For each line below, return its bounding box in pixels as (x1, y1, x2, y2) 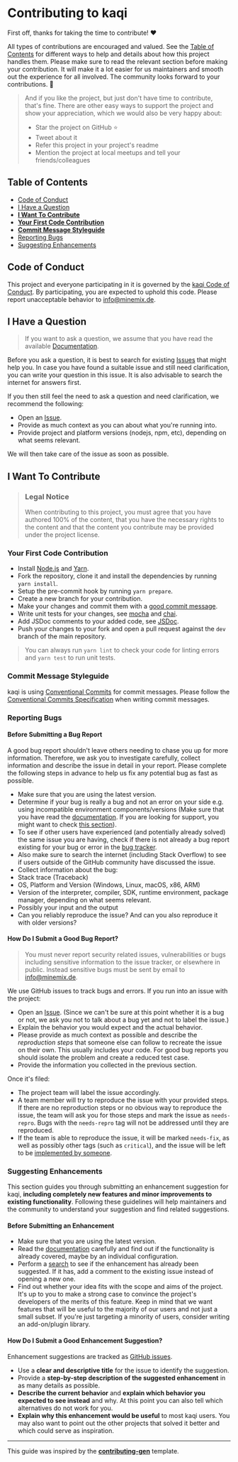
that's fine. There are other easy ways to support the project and (24, 101, 214, 109)
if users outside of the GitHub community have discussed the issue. (17, 858, 216, 866)
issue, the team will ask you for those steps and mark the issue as (17, 1111, 210, 1119)
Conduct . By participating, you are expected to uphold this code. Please (7, 288, 217, 296)
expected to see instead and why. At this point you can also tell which (17, 1396, 223, 1404)
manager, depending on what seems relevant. (17, 895, 152, 904)
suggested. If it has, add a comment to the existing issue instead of (17, 1267, 214, 1276)
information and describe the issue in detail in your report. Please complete (7, 761, 227, 770)
